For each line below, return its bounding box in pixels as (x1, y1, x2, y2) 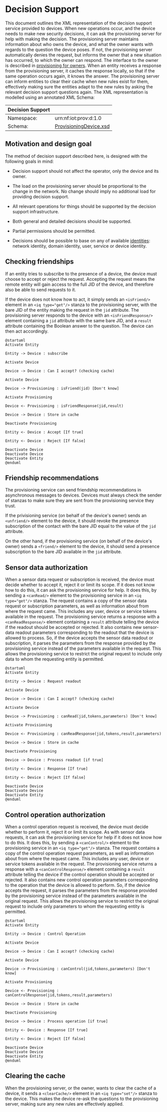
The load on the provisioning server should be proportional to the (12, 183, 147, 189)
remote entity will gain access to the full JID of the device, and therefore (5, 281, 154, 287)
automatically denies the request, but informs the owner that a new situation (5, 51, 162, 58)
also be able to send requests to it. (5, 286, 76, 293)
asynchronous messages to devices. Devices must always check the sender (5, 492, 162, 498)
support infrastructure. (12, 208, 59, 214)
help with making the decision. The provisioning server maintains (5, 36, 139, 42)
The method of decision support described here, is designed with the (5, 153, 148, 159)
